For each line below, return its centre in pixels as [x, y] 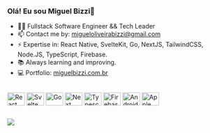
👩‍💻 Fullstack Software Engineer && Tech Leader [86, 26]
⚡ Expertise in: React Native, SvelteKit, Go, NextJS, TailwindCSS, [110, 45]
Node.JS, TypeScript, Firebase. [62, 54]
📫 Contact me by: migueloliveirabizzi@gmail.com [89, 34]
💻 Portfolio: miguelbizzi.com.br [62, 73]
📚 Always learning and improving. [67, 63]
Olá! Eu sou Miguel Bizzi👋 [51, 11]
